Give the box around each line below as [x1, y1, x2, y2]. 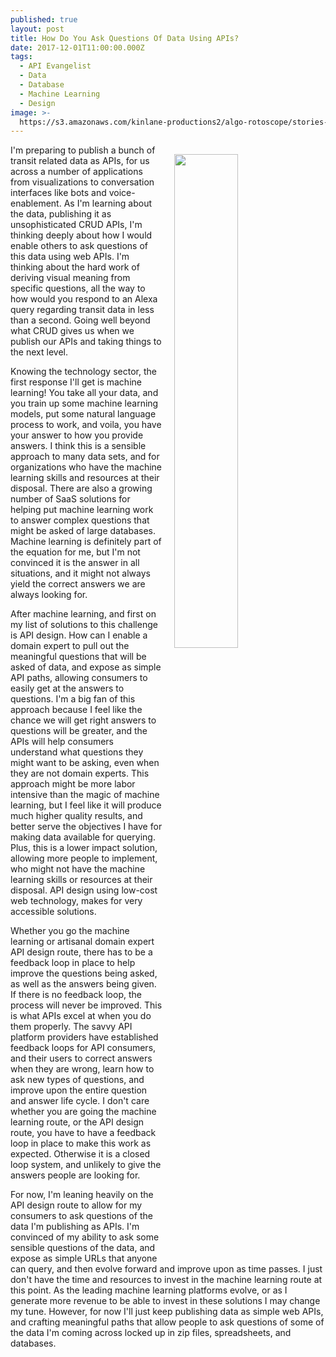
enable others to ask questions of [10, 240, 148, 252]
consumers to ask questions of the [10, 1210, 153, 1222]
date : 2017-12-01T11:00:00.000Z [10, 42, 145, 53]
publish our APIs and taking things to [10, 336, 162, 348]
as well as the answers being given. [10, 978, 157, 990]
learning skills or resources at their [10, 874, 153, 886]
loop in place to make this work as [10, 1137, 152, 1150]
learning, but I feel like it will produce [10, 799, 162, 811]
